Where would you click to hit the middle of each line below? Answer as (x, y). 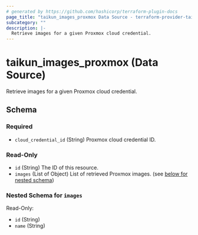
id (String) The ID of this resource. (57, 168)
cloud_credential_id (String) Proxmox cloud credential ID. (85, 140)
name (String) (30, 226)
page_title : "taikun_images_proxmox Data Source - (70, 17)
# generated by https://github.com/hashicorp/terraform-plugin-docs (92, 11)
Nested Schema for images (44, 195)
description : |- (26, 28)
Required (19, 127)
